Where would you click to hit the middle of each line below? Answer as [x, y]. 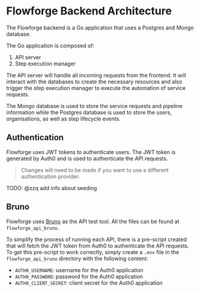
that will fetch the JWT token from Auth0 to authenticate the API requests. [98, 246]
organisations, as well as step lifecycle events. [64, 119]
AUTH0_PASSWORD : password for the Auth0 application [79, 276]
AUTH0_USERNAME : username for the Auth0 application [79, 270]
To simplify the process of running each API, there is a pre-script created [97, 239]
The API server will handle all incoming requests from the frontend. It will [96, 75]
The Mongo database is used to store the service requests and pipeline [95, 106]
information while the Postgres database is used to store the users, [89, 112]
